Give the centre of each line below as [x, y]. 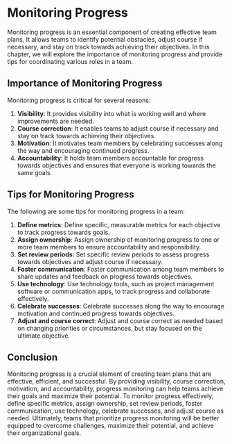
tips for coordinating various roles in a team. [70, 61]
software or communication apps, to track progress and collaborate [113, 291]
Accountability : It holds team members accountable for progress [110, 158]
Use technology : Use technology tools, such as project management [116, 283]
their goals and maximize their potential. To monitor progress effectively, [110, 396]
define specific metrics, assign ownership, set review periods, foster [105, 404]
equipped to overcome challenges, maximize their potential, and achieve [111, 426]
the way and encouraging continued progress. [83, 150]
